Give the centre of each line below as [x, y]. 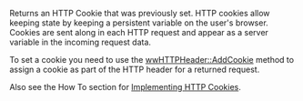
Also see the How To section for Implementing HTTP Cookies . [125, 87]
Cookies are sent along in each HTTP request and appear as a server [139, 32]
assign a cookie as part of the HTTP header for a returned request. [135, 69]
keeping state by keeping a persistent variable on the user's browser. [139, 23]
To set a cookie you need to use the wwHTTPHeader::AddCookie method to [151, 60]
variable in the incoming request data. [81, 42]
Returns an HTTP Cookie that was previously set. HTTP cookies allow [140, 13]
